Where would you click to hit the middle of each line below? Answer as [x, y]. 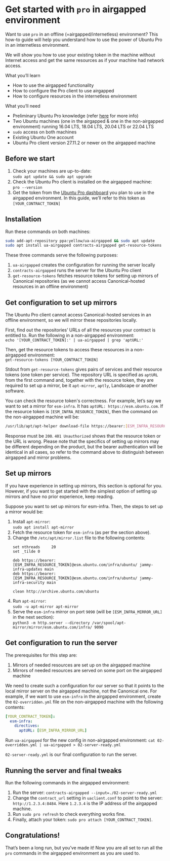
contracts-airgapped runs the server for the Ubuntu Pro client [77, 271]
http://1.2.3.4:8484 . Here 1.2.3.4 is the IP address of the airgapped [85, 803]
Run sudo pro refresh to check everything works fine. [69, 814]
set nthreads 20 [34, 547]
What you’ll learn [23, 75]
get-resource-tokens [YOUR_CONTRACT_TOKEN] [52, 360]
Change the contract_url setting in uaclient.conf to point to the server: [88, 798]
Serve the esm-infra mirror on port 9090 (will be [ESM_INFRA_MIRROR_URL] [88, 611]
